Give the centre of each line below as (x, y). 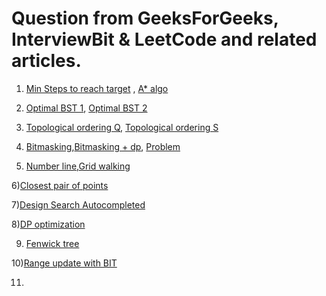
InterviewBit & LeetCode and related (164, 39)
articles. (46, 61)
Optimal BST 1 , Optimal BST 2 (86, 108)
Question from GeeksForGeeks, (145, 18)
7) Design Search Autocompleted (78, 204)
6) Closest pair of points (60, 185)
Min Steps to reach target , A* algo (97, 88)
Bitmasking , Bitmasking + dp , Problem (103, 146)
